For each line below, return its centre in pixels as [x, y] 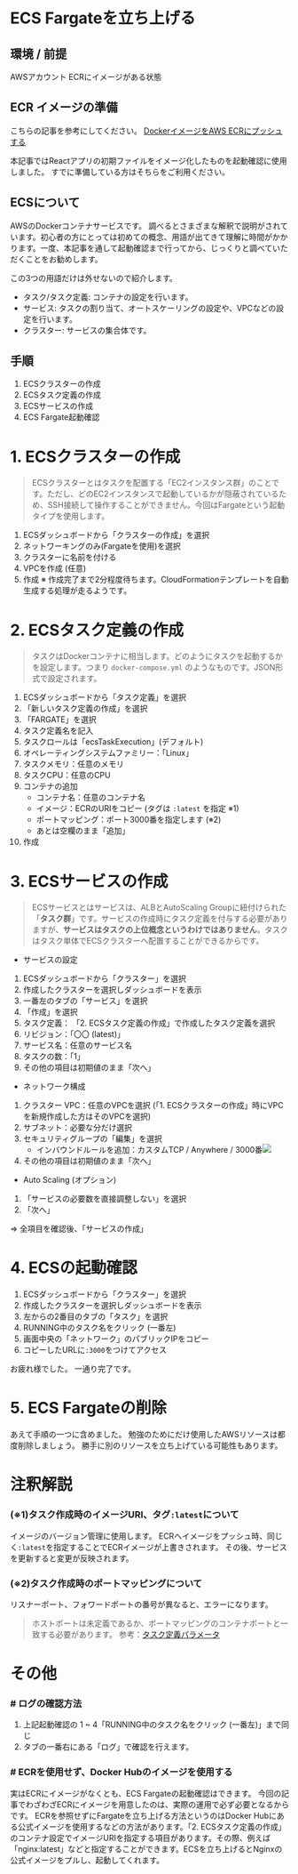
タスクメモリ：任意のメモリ [74, 764]
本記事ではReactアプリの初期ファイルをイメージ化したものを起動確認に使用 [149, 160]
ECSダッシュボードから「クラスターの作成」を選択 [116, 535]
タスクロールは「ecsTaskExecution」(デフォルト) [113, 742]
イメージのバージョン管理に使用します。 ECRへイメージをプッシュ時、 [139, 1536]
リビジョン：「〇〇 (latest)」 [74, 1034]
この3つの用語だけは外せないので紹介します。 [94, 277]
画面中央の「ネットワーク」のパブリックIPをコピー [116, 1339]
